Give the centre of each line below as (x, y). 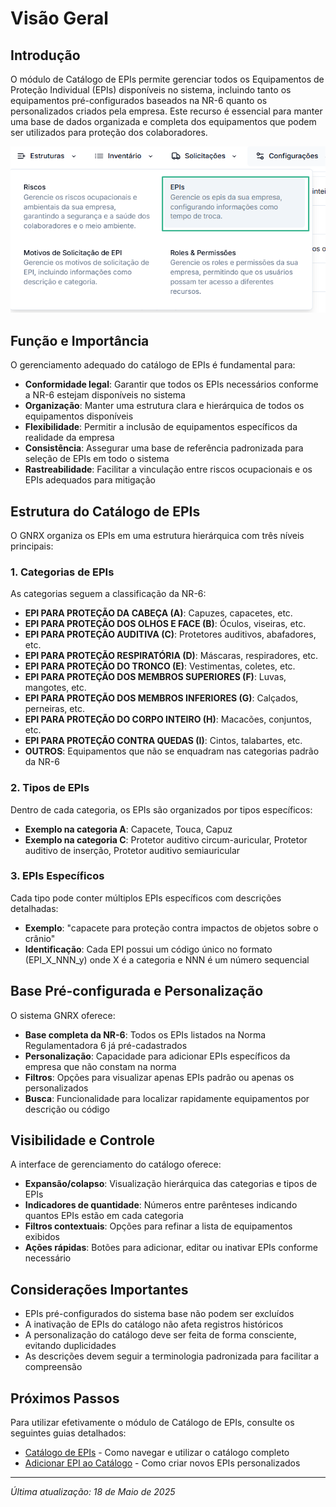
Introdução (45, 55)
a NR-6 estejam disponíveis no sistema (105, 395)
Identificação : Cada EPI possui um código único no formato (148, 949)
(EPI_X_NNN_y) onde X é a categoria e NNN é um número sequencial (167, 959)
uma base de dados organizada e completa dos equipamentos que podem (163, 121)
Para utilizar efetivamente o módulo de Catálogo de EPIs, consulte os (152, 1423)
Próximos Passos (65, 1398)
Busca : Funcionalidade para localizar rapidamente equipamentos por (167, 1098)
